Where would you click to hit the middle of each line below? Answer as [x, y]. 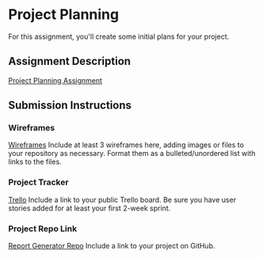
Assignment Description [70, 61]
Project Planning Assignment [55, 80]
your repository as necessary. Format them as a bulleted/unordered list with [132, 154]
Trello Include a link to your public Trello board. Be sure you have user [122, 199]
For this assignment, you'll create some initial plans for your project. [119, 36]
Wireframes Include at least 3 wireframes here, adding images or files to [126, 145]
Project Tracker [38, 182]
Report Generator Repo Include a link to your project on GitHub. [112, 246]
